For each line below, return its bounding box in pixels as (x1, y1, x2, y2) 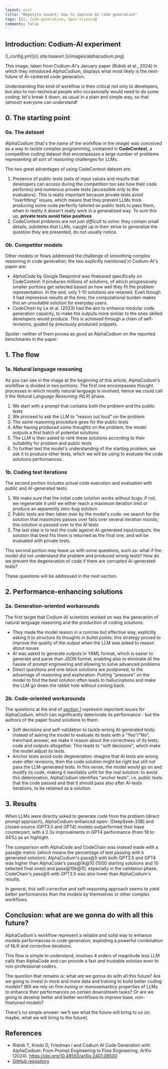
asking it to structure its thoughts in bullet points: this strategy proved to (12, 634, 161, 640)
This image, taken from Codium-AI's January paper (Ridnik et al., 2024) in (5, 63, 157, 69)
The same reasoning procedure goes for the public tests (12, 419, 129, 425)
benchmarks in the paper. (5, 336, 58, 342)
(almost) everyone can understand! (5, 99, 78, 105)
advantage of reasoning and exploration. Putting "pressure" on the (12, 671, 150, 677)
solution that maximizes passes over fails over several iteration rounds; (12, 516, 159, 522)
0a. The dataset (5, 129, 44, 136)
